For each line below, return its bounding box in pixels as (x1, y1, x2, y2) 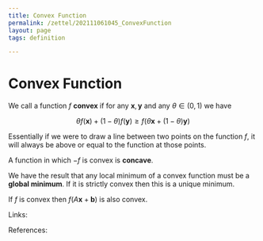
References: (8, 225, 48, 235)
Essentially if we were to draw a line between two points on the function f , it (8, 132, 256, 141)
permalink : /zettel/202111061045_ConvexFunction (8, 19, 172, 27)
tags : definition (8, 33, 66, 42)
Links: (8, 210, 28, 220)
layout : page (8, 26, 51, 34)
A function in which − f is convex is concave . (8, 155, 154, 165)
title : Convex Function (8, 11, 87, 20)
